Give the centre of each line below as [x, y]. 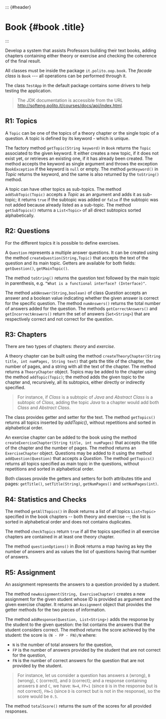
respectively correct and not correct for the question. [59, 319]
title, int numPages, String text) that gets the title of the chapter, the [79, 361]
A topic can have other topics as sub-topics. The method [63, 189]
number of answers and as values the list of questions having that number [81, 552]
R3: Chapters [26, 334]
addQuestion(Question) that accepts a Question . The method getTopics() [80, 459]
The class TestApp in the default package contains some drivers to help [78, 85]
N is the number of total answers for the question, [62, 645]
